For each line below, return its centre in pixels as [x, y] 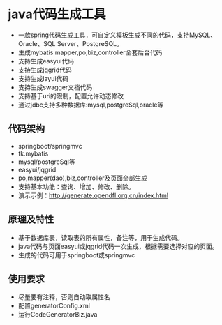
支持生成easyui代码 [46, 61]
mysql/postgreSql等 [46, 162]
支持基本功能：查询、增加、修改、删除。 [76, 186]
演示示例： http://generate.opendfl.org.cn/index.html [93, 195]
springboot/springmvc [50, 146]
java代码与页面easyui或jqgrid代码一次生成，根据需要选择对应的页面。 [118, 246]
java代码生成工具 [57, 14]
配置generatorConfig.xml [54, 306]
